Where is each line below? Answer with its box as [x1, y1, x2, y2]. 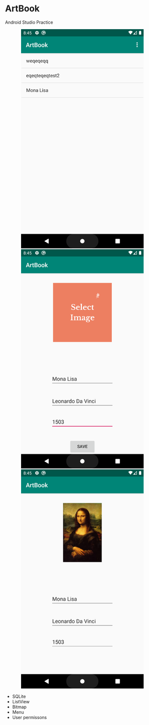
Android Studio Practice [5, 19, 53, 25]
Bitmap [12, 704, 27, 710]
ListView [12, 699, 30, 705]
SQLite [12, 693, 26, 699]
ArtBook [5, 3, 40, 14]
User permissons [12, 715, 47, 721]
